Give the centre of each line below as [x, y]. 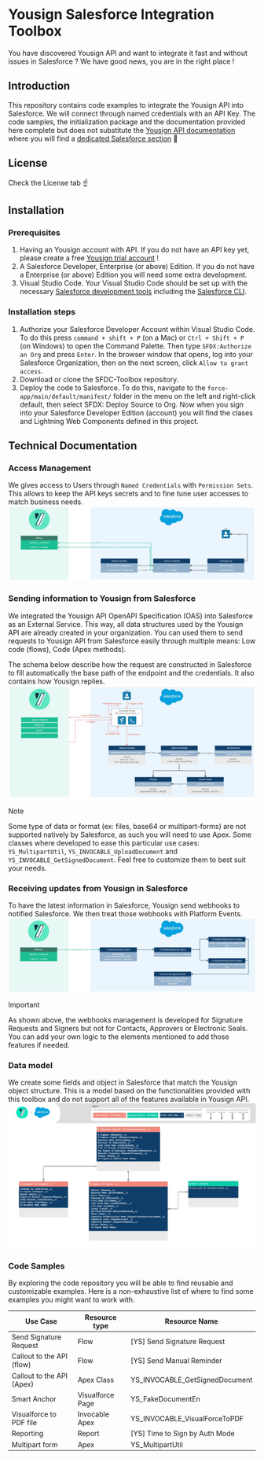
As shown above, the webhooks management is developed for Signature [126, 1019]
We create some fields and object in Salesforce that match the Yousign [123, 1082]
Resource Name [191, 1321]
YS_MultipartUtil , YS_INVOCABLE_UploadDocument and [93, 851]
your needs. [27, 868]
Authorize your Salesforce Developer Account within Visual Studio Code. [137, 329]
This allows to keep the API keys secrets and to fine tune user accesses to [128, 494]
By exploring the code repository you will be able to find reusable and [121, 1283]
